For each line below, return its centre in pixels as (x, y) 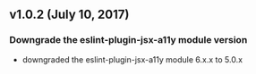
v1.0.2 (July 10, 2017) (69, 15)
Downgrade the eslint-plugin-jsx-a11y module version (128, 40)
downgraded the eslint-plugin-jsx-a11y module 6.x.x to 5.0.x (132, 59)
